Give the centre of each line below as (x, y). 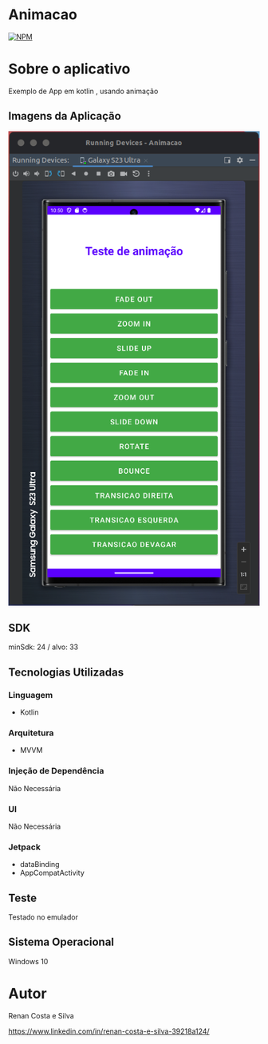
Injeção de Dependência (56, 771)
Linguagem (31, 695)
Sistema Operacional (61, 942)
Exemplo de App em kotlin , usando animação (83, 91)
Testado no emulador (43, 917)
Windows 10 (28, 961)
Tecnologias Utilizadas (66, 672)
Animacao (43, 15)
